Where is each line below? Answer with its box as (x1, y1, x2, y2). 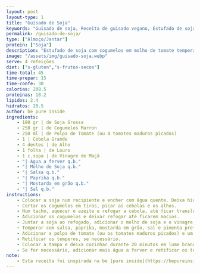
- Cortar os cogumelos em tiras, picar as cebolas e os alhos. (17, 203, 177, 209)
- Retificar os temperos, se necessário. (17, 236, 121, 242)
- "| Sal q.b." (17, 186, 55, 192)
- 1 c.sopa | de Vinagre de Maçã (17, 153, 100, 159)
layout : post (6, 8, 39, 15)
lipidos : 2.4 (6, 97, 39, 103)
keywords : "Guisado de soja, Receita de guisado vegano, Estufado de (6, 25, 183, 32)
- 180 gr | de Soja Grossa (17, 120, 84, 126)
